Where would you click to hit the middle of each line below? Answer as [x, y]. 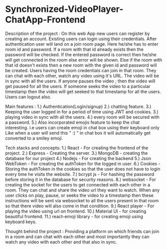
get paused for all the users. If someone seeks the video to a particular [78, 86]
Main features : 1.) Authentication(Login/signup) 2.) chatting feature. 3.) [78, 106]
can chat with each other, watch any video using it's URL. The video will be [82, 76]
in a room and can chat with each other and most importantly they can [77, 237]
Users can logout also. [28, 97]
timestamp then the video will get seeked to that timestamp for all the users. [83, 91]
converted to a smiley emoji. [34, 138]
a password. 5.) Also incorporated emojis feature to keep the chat [73, 122]
